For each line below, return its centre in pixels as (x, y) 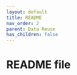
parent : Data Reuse (31, 29)
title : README (24, 18)
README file (38, 65)
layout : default (27, 12)
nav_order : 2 (23, 23)
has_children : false (32, 35)
